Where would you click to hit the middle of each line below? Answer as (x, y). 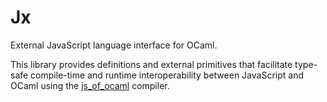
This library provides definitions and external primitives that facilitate (151, 64)
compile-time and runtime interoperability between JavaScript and (167, 75)
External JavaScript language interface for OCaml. (114, 45)
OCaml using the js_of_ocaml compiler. (90, 85)
